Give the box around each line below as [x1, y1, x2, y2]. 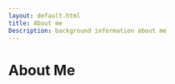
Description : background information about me [8, 26, 167, 34]
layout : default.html [8, 11, 81, 20]
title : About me [8, 19, 63, 27]
